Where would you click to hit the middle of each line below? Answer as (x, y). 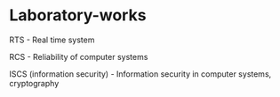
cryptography (34, 83)
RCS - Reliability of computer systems (79, 56)
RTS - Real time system (52, 40)
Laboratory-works (78, 15)
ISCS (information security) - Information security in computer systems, (140, 74)
